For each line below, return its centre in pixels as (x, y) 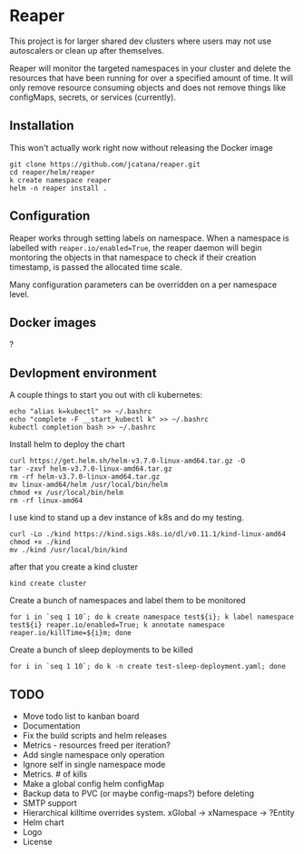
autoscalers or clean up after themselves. (87, 50)
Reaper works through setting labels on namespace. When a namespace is (149, 238)
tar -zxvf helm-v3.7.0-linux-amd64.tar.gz (91, 469)
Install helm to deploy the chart (67, 444)
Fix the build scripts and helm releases (95, 735)
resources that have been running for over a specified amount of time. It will (151, 77)
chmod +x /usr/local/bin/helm (67, 493)
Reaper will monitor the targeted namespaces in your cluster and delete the (150, 68)
